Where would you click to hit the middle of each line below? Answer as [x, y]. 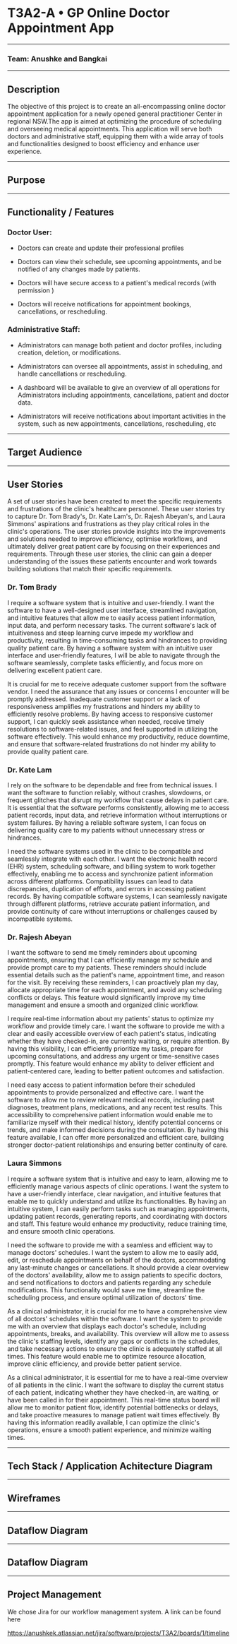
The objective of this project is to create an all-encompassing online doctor [116, 107]
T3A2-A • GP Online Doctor [89, 13]
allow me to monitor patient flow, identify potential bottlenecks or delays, [113, 1407]
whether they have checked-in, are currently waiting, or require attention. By [119, 1041]
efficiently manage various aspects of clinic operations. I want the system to [118, 1186]
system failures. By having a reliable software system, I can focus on [107, 823]
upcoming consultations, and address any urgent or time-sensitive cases [113, 1056]
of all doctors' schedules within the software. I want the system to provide [115, 1318]
